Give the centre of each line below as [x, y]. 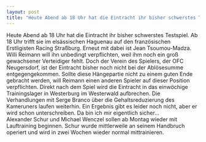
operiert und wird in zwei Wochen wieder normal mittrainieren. [85, 132]
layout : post [23, 12]
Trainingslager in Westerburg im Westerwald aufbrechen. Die [83, 93]
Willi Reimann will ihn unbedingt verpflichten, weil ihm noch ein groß [93, 54]
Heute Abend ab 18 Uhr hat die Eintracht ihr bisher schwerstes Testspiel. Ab [102, 35]
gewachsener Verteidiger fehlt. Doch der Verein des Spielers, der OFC [95, 61]
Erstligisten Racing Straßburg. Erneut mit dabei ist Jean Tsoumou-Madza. [99, 48]
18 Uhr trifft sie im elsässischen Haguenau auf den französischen [89, 41]
